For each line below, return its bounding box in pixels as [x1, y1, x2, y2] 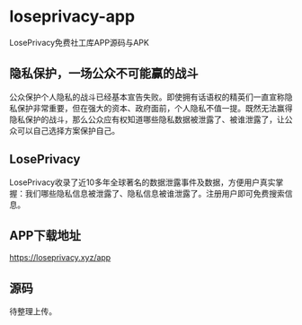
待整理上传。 [9, 306, 57, 317]
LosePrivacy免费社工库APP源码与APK [9, 37, 150, 48]
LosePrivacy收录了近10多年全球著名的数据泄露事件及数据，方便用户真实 [9, 177, 276, 188]
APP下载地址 [9, 227, 81, 243]
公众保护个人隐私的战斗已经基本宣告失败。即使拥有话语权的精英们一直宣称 [9, 92, 285, 102]
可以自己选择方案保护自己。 [16, 125, 120, 136]
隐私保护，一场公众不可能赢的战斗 [9, 66, 199, 82]
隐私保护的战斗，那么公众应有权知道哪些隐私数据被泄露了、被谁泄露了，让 [9, 114, 285, 125]
